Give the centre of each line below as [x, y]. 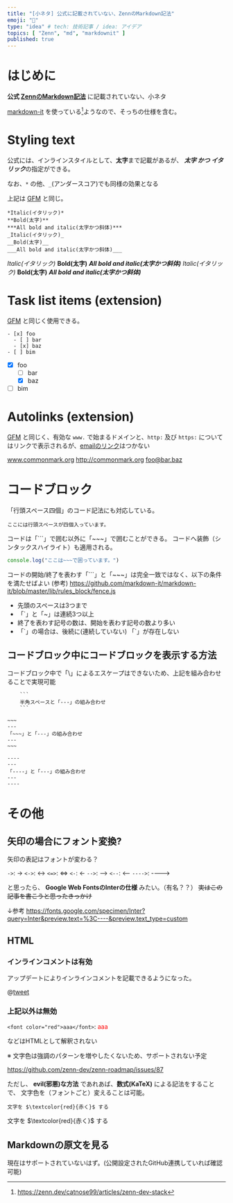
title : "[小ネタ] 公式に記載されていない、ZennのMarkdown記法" [91, 14]
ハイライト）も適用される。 [77, 547]
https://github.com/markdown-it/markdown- [133, 583]
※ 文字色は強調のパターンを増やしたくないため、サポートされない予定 [107, 1056]
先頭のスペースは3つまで [52, 605]
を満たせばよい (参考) [38, 583]
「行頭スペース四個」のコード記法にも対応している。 [83, 510]
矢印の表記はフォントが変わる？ [53, 859]
